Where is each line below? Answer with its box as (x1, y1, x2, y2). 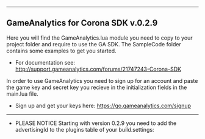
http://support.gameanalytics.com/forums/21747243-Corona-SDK (15, 65, 182, 73)
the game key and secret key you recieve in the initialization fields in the (6, 84, 187, 91)
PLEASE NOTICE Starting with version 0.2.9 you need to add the (15, 119, 177, 127)
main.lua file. (6, 90, 38, 98)
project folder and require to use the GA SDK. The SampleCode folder (6, 40, 181, 48)
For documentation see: (15, 59, 75, 66)
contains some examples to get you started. (6, 47, 117, 54)
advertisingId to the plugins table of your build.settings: (15, 126, 154, 133)
